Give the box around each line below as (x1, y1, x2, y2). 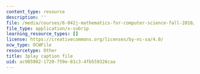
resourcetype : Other (6, 48, 58, 54)
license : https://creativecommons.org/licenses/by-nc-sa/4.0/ (6, 36, 164, 42)
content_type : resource (6, 8, 65, 15)
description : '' (6, 14, 46, 20)
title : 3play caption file (6, 53, 73, 59)
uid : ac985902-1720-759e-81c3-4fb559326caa (6, 58, 116, 64)
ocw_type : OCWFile (6, 42, 52, 48)
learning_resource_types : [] (6, 31, 79, 37)
